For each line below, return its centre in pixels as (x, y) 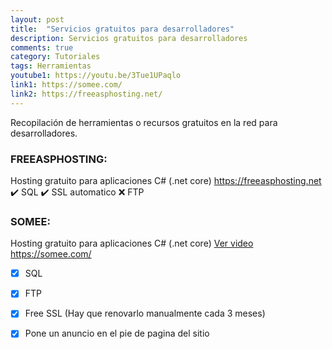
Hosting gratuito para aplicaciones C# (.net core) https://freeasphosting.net (166, 180)
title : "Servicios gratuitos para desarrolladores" (122, 29)
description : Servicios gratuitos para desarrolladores (129, 38)
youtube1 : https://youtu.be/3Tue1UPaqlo (96, 76)
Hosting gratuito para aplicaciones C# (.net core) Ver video (132, 243)
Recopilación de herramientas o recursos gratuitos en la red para (144, 122)
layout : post (37, 19)
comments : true (42, 47)
